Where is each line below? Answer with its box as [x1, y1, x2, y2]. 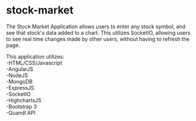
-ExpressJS [6, 84, 35, 91]
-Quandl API [6, 109, 36, 116]
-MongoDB [6, 78, 33, 85]
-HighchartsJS [6, 96, 42, 103]
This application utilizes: [6, 53, 65, 60]
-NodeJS [6, 72, 28, 79]
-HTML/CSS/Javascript [6, 59, 63, 66]
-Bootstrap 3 [6, 103, 37, 110]
